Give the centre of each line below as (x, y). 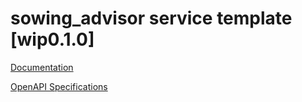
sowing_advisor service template (151, 18)
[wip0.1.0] (52, 39)
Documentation (42, 67)
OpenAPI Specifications (59, 86)
